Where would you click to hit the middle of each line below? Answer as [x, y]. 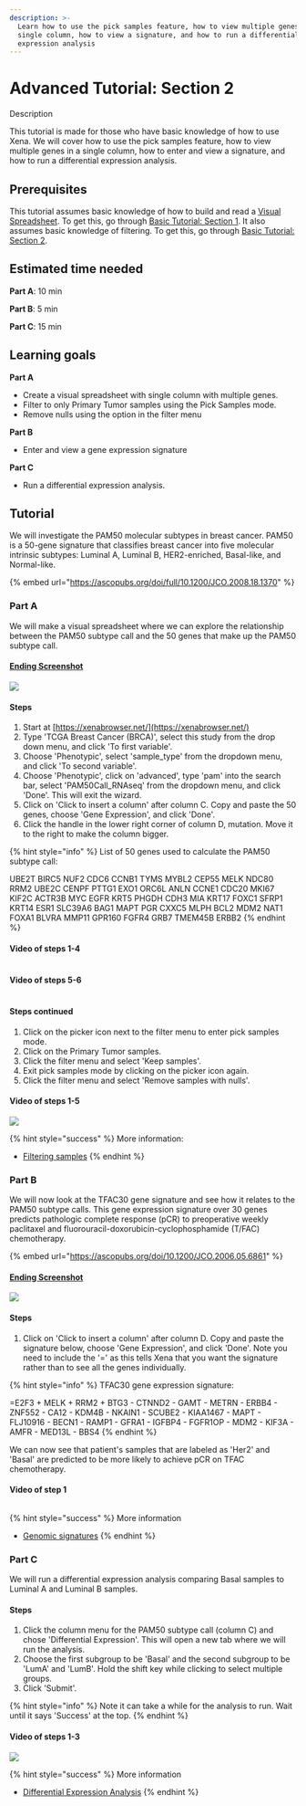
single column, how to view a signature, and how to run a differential [158, 35]
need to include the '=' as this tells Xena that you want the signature [150, 1358]
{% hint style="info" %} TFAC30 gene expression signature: [122, 1385]
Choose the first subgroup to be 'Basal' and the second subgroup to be [156, 1659]
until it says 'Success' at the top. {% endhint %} [99, 1716]
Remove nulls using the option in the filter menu [112, 414]
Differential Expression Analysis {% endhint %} [111, 1791]
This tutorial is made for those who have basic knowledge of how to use [144, 131]
